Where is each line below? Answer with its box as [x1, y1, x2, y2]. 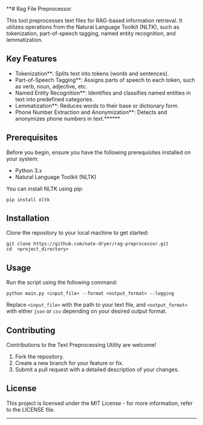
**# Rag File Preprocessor [6, 5, 72, 12]
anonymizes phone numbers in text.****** [14, 115, 121, 122]
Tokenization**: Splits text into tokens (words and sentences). [14, 70, 169, 77]
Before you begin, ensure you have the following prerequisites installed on [6, 149, 192, 156]
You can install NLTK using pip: [6, 185, 83, 192]
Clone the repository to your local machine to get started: [6, 229, 149, 236]
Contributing [6, 325, 56, 335]
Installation [6, 213, 50, 224]
